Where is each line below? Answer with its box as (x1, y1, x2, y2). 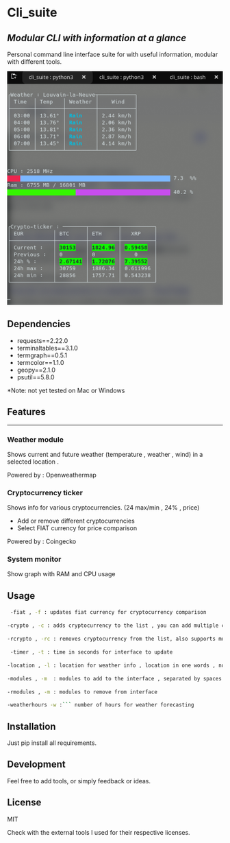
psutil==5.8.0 (16, 372, 55, 381)
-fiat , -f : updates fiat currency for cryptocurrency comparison (10, 609, 207, 616)
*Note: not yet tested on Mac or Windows (7, 386, 125, 394)
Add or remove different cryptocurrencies (16, 517, 135, 525)
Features (7, 406, 46, 418)
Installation (7, 720, 56, 732)
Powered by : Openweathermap (7, 471, 97, 479)
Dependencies (7, 318, 71, 330)
